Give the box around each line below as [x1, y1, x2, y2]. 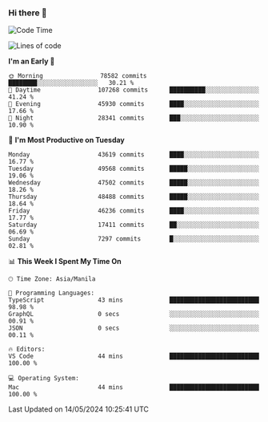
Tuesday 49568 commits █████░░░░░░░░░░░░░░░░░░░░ [8, 164, 260, 173]
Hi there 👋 [8, 7, 48, 18]
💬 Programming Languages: [8, 289, 94, 298]
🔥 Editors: [8, 345, 46, 354]
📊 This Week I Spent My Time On [8, 257, 122, 266]
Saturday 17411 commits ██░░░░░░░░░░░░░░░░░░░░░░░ [8, 221, 260, 229]
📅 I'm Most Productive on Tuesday [8, 136, 126, 145]
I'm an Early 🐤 [8, 56, 55, 67]
